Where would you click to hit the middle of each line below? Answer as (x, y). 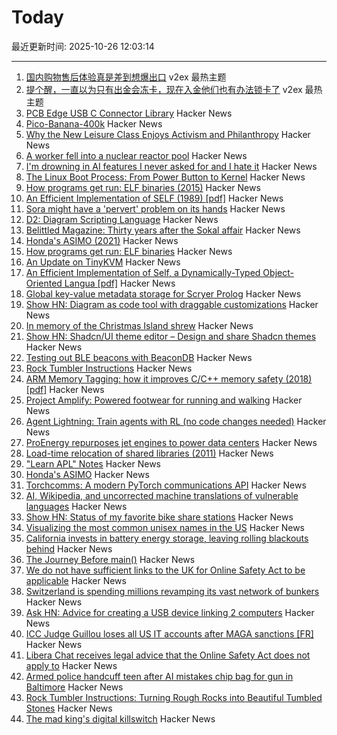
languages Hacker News (76, 506)
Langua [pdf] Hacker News (120, 283)
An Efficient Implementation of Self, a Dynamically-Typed (143, 272)
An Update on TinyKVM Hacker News (103, 262)
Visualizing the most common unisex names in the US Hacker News (165, 527)
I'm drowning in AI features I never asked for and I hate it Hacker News (171, 166)
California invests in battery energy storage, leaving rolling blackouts (167, 538)
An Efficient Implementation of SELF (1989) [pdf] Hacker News (154, 198)
